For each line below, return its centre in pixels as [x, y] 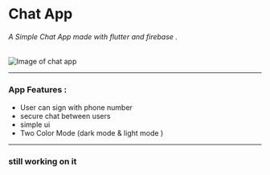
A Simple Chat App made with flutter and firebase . [93, 36]
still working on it [43, 161]
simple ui [35, 124]
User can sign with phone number [76, 107]
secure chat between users [65, 116]
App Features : [37, 90]
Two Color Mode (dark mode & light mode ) [92, 132]
